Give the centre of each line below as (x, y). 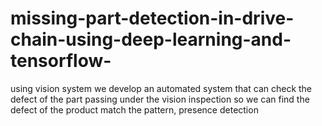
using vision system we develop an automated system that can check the (161, 88)
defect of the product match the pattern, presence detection (134, 109)
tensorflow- (61, 61)
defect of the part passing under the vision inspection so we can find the (160, 99)
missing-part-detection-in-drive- (152, 18)
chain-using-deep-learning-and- (151, 39)
